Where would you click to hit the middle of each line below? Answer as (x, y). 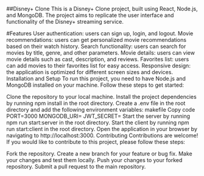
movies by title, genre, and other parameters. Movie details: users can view (100, 53)
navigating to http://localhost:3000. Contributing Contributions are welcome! (102, 135)
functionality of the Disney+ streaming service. (65, 22)
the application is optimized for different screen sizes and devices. (90, 72)
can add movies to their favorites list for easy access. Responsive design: (98, 66)
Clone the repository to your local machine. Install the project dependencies (101, 97)
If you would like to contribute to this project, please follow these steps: (96, 142)
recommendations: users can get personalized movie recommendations (97, 40)
